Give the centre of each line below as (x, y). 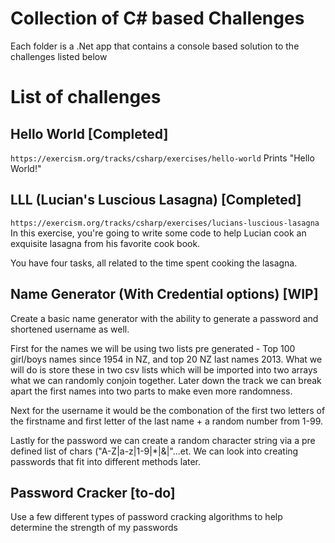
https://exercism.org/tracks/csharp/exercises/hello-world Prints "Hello (162, 158)
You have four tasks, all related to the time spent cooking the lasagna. (154, 263)
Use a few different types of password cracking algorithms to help (146, 517)
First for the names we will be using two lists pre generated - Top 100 (153, 348)
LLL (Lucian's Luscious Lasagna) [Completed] (156, 200)
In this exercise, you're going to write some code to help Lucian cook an (158, 233)
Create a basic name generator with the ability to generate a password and (164, 318)
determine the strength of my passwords (94, 528)
